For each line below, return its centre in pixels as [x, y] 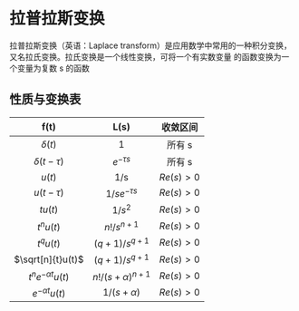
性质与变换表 [45, 99]
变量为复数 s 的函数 [53, 68]
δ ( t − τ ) [49, 161]
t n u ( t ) [49, 226]
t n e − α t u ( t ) [49, 276]
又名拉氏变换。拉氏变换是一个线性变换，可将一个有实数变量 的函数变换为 [145, 56]
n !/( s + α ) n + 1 [121, 276]
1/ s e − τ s [121, 193]
